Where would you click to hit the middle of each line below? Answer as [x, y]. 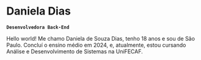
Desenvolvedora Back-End [38, 27]
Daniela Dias [39, 11]
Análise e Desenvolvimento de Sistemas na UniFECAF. [75, 51]
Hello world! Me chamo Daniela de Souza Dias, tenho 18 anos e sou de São [101, 38]
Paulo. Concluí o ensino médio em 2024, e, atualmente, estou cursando [96, 45]
